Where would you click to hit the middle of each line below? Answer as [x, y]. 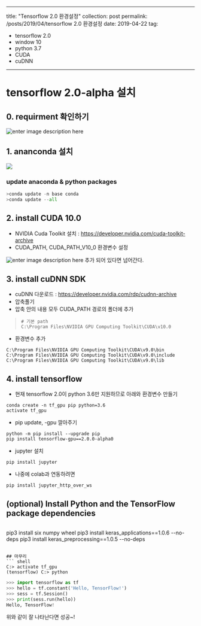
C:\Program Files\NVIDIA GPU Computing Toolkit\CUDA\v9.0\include [91, 355]
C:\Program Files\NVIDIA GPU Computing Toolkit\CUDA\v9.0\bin [85, 350]
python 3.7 [28, 48]
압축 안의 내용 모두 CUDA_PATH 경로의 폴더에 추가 [74, 309]
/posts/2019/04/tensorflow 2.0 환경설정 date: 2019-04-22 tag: [82, 24]
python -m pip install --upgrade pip [53, 434]
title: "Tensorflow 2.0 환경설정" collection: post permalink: [77, 16]
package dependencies [51, 513]
